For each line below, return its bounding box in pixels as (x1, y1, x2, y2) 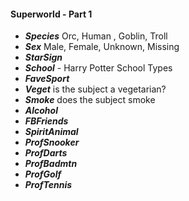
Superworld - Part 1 (10, 8, 93, 20)
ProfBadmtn (24, 158, 78, 170)
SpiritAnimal (24, 126, 79, 138)
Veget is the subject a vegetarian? (24, 83, 167, 95)
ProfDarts (24, 147, 68, 159)
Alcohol (24, 105, 58, 117)
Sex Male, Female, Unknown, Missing (24, 41, 180, 53)
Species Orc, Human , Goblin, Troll (24, 30, 168, 42)
